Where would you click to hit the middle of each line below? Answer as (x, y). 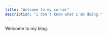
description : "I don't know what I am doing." (54, 14)
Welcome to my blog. (27, 28)
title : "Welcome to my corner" (37, 10)
